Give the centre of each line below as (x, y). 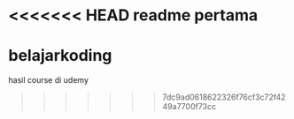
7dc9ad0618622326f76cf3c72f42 (224, 97)
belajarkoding (60, 56)
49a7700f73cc (190, 107)
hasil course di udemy (49, 80)
